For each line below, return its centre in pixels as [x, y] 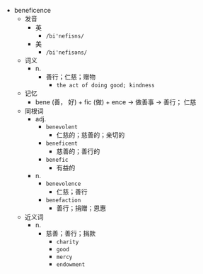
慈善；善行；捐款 [71, 233]
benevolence [63, 184]
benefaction [63, 200]
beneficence [33, 10]
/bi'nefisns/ [65, 36]
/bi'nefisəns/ [66, 53]
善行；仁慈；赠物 [71, 77]
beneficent [62, 143]
